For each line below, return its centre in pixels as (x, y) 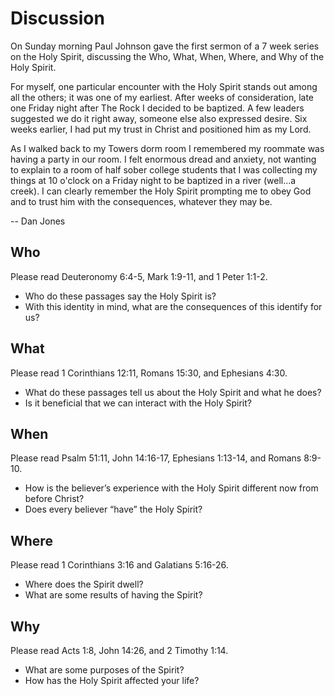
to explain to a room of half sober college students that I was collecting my (164, 169)
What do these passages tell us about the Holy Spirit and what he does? (173, 392)
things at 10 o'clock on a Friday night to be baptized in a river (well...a (153, 180)
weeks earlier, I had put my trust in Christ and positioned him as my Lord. (161, 129)
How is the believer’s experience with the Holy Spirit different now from (171, 488)
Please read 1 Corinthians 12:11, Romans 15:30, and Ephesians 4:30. (149, 373)
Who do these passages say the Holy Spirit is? (120, 296)
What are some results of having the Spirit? (113, 595)
